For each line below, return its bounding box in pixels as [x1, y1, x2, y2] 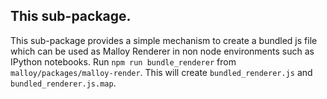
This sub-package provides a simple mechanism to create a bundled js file [10, 34, 318, 46]
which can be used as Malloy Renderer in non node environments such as [10, 45, 315, 57]
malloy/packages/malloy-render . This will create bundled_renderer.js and [10, 66, 313, 78]
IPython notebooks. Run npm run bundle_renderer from [10, 55, 237, 68]
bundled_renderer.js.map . [10, 77, 117, 89]
